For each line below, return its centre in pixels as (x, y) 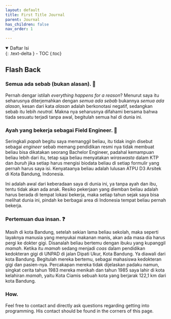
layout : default (22, 10)
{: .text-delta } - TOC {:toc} (34, 54)
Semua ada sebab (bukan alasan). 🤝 (51, 84)
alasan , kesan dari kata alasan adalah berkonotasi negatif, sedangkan (79, 106)
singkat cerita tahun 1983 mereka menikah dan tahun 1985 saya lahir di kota (85, 270)
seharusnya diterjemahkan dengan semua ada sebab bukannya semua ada (85, 101)
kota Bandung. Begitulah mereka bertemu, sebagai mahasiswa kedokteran (83, 259)
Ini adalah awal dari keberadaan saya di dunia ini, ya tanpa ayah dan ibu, (81, 184)
